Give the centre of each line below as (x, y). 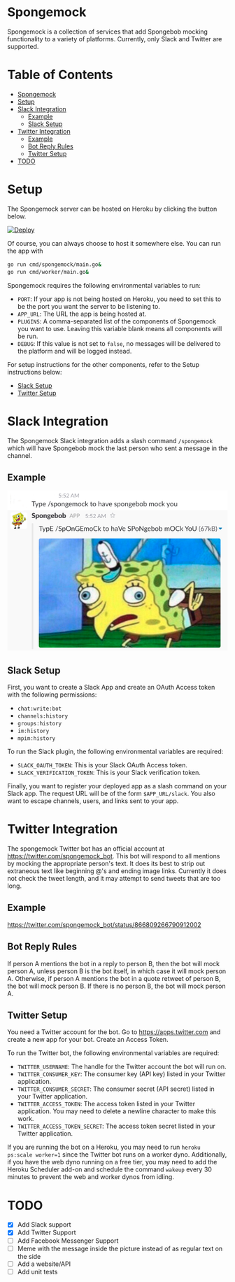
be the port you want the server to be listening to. (89, 306)
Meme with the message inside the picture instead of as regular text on (120, 1248)
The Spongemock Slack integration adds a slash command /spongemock (110, 440)
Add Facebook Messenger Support (68, 1241)
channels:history (43, 716)
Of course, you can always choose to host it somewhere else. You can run (114, 243)
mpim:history (36, 739)
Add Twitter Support (47, 1232)
